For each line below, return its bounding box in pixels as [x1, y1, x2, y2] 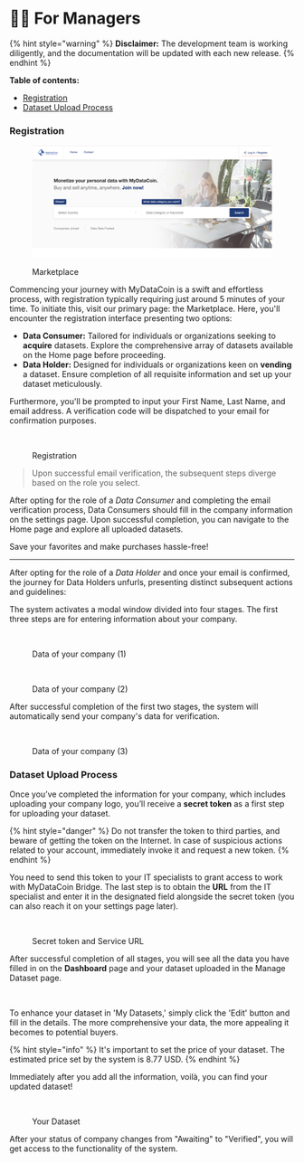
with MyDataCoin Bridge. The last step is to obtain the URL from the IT [9, 882, 271, 893]
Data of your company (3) [32, 745, 128, 756]
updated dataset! [9, 1081, 73, 1092]
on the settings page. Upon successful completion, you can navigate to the [9, 514, 290, 525]
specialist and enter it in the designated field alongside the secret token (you [9, 891, 295, 903]
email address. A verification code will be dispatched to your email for [9, 405, 270, 416]
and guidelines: [9, 586, 67, 597]
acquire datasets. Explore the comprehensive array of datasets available [22, 339, 294, 351]
